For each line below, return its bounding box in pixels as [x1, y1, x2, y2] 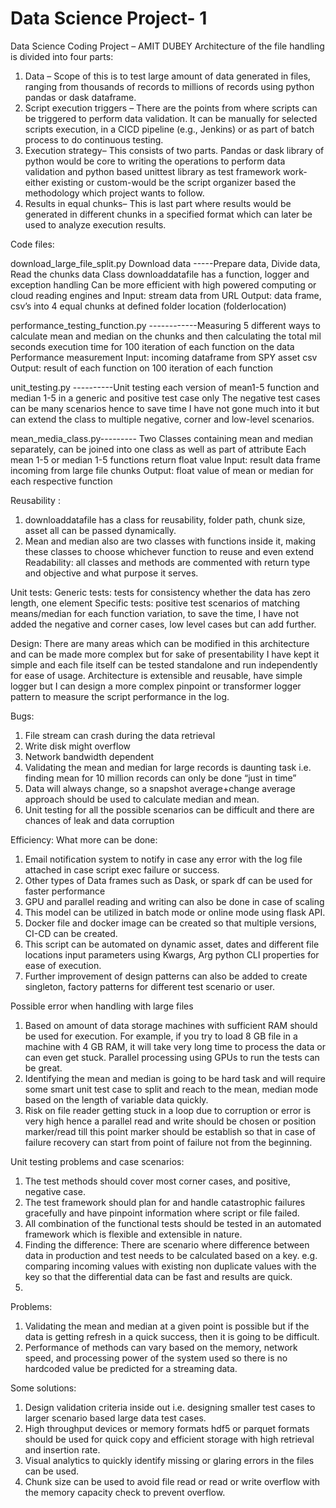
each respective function [10, 475, 113, 487]
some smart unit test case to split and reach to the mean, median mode [24, 1083, 319, 1095]
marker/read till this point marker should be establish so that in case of [24, 1125, 316, 1137]
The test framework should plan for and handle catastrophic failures [24, 1196, 306, 1208]
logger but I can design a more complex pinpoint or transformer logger [10, 680, 302, 692]
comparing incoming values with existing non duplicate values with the [24, 1260, 317, 1272]
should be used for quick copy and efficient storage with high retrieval [24, 1433, 315, 1445]
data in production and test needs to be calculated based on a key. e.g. [24, 1249, 318, 1261]
